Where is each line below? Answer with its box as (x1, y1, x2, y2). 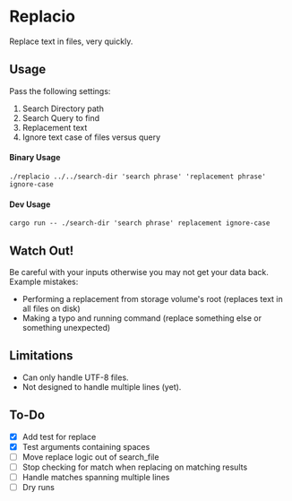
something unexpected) (21, 322, 111, 333)
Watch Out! (9, 243, 74, 258)
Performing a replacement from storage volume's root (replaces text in (21, 293, 284, 304)
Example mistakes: (9, 276, 79, 287)
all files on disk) (21, 303, 81, 314)
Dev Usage (9, 199, 51, 210)
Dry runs (21, 481, 56, 492)
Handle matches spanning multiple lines (21, 471, 170, 482)
